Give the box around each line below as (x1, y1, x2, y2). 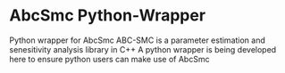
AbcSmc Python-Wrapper (9, 5, 206, 26)
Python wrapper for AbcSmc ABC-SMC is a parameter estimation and (9, 35, 266, 45)
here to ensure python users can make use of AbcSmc (9, 53, 210, 64)
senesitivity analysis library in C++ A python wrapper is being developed (9, 44, 277, 54)
